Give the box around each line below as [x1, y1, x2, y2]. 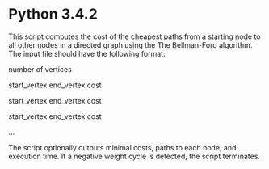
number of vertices [8, 64, 73, 74]
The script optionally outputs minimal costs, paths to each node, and [8, 142, 237, 152]
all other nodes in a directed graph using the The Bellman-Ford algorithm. [8, 40, 253, 49]
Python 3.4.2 [8, 5, 99, 23]
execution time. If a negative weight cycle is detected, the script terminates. [8, 151, 261, 161]
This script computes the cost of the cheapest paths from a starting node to [8, 32, 261, 41]
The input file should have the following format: [8, 49, 166, 58]
